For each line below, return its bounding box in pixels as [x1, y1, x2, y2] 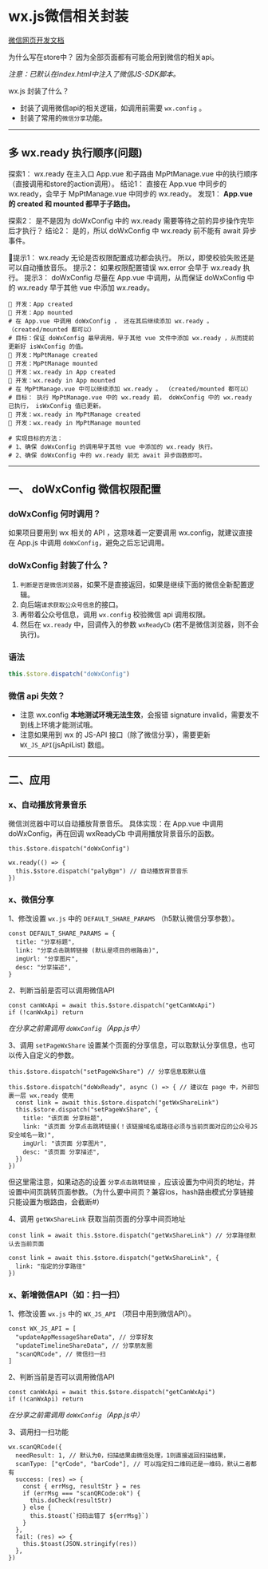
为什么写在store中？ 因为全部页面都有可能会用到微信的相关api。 [8, 52, 219, 61]
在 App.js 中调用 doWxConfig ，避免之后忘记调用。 [8, 538, 169, 548]
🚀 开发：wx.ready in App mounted [8, 376, 116, 384]
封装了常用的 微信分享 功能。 [19, 113, 108, 122]
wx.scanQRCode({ [8, 1443, 62, 1452]
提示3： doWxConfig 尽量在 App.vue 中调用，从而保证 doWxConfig [23, 272, 246, 282]
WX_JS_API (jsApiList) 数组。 [19, 740, 109, 750]
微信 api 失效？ [8, 690, 65, 701]
